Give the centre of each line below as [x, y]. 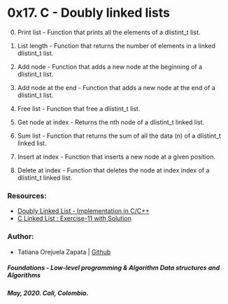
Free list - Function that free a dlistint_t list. [79, 108]
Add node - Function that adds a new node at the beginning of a [110, 66]
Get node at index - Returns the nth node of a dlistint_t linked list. [111, 122]
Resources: [27, 196]
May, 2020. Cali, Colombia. [48, 293]
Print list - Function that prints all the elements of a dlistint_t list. [109, 32]
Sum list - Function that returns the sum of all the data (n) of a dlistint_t [119, 136]
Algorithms [24, 275]
